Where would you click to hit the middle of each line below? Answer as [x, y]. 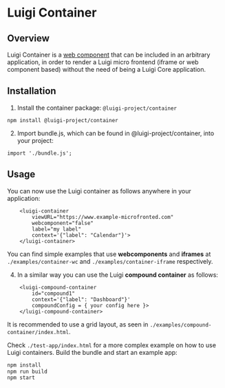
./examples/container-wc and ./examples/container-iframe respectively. [110, 261]
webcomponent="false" [63, 223]
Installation [32, 91]
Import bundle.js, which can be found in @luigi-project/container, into [116, 133]
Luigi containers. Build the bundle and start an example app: [92, 352]
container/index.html [38, 332]
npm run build [28, 371]
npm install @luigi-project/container [63, 120]
